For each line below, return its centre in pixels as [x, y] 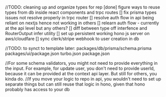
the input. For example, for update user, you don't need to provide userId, [80, 68]
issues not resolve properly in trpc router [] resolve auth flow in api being [80, 18]
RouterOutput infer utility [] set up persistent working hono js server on [77, 33]
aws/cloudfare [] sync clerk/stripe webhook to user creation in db [72, 39]
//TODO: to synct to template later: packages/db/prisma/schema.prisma [79, 48]
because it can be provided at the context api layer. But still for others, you [81, 73]
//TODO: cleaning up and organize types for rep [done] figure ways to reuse [83, 7]
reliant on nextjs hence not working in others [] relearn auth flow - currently [82, 23]
